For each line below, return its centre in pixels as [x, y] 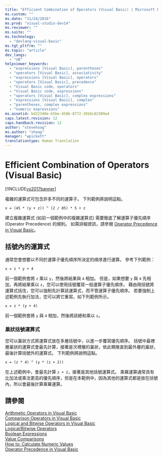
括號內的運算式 [27, 247]
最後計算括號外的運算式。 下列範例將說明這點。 [52, 353]
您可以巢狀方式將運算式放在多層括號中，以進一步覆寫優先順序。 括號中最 [78, 341]
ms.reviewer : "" [21, 28]
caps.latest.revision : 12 [31, 118]
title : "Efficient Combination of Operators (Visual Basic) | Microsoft [80, 10]
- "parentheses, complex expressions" [49, 105]
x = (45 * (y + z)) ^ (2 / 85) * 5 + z [45, 208]
